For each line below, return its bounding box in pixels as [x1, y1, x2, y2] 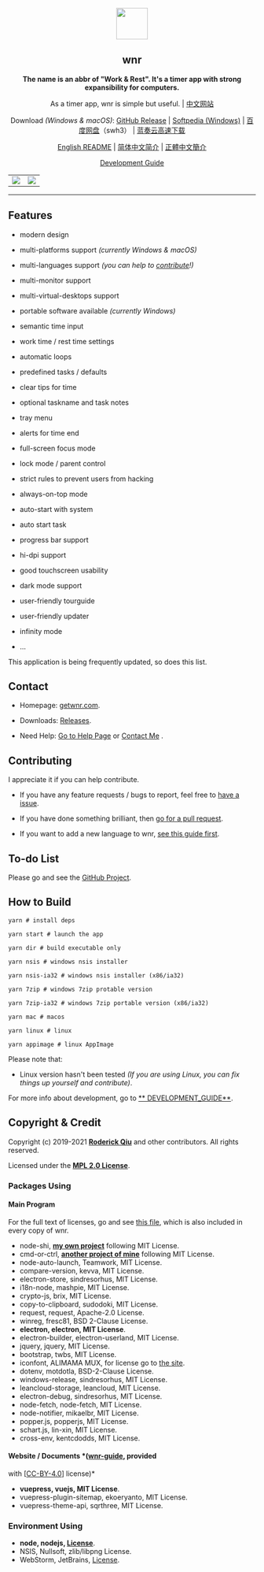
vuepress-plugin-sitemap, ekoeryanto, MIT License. [19, 1492, 189, 1502]
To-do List [8, 851, 60, 866]
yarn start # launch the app [8, 930, 104, 938]
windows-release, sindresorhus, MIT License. [19, 1374, 167, 1384]
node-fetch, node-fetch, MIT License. [19, 1400, 142, 1409]
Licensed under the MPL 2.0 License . [8, 1160, 130, 1170]
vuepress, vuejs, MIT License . [19, 1485, 120, 1494]
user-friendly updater [19, 611, 90, 621]
